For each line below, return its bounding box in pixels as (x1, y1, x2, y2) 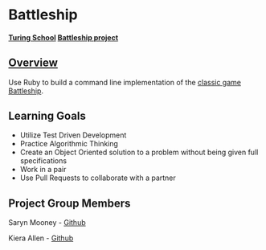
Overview (8, 56, 59, 70)
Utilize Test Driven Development (19, 130, 127, 140)
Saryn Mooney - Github (8, 218, 86, 227)
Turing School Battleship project (8, 32, 119, 42)
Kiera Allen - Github (8, 233, 74, 243)
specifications (19, 156, 67, 166)
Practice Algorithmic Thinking (19, 139, 119, 149)
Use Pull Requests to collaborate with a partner (19, 173, 177, 182)
